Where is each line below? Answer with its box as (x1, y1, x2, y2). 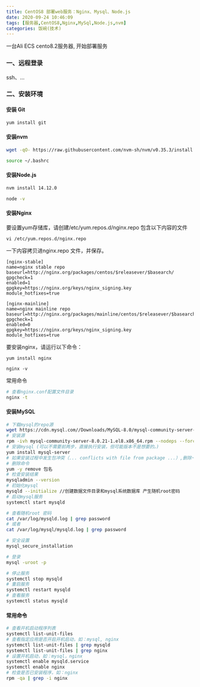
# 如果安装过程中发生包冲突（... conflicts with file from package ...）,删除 (6, 455, 192, 461)
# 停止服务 (6, 570, 30, 576)
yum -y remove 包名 (6, 466, 53, 472)
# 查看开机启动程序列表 (6, 625, 57, 631)
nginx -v (6, 366, 28, 372)
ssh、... (6, 73, 25, 81)
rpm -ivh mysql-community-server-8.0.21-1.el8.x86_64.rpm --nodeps (6, 438, 177, 444)
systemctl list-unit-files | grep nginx (6, 648, 108, 654)
